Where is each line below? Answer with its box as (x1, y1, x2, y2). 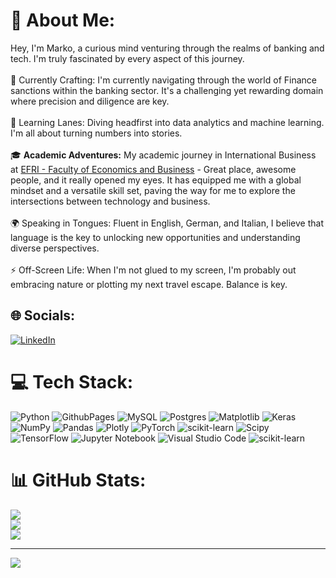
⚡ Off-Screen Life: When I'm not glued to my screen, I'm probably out (10, 264, 297, 276)
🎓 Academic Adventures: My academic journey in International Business (10, 149, 317, 161)
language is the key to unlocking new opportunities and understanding (10, 231, 301, 243)
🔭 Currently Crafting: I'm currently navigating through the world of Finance (10, 74, 317, 86)
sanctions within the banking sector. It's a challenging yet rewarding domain (10, 84, 324, 96)
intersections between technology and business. (10, 195, 211, 207)
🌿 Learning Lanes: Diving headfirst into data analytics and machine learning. (10, 116, 325, 128)
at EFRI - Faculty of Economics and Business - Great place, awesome (10, 163, 297, 175)
